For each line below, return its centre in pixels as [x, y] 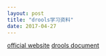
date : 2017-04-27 [32, 26]
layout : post [26, 13]
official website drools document [53, 46]
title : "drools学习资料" [40, 20]
